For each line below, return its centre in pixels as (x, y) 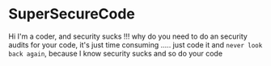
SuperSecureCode (72, 14)
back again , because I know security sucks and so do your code (116, 53)
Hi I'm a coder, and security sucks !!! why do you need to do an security (128, 36)
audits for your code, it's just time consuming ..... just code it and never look (135, 44)
